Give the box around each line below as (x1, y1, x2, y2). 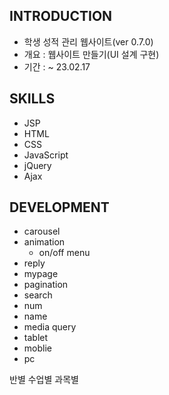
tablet (23, 332, 49, 344)
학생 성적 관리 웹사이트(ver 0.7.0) (23, 35, 154, 48)
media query (23, 321, 77, 333)
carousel (23, 225, 61, 238)
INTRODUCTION (9, 8, 113, 25)
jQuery (23, 159, 52, 171)
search (23, 289, 53, 301)
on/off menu (38, 247, 91, 259)
